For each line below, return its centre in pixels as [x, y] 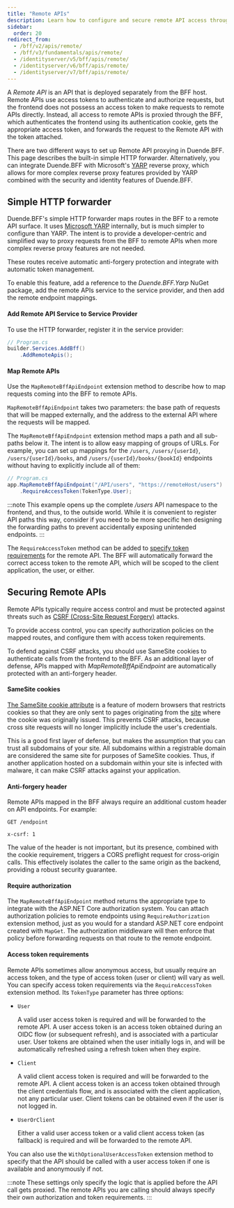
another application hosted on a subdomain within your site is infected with [115, 763]
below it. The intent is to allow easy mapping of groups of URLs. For [122, 443]
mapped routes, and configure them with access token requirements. [106, 638]
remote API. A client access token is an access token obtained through [119, 1084]
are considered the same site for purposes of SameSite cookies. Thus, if [111, 755]
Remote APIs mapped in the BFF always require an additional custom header [117, 802]
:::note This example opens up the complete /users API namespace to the [112, 505]
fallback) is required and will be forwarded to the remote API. [105, 1140]
